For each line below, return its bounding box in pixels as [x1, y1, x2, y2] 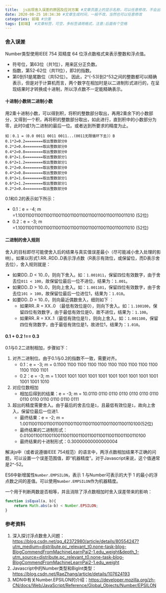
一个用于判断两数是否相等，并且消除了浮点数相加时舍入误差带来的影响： [5, 489, 152, 495]
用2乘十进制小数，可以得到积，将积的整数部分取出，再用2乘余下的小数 [5, 110, 149, 116]
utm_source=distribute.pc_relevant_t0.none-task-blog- [12, 554, 124, 560]
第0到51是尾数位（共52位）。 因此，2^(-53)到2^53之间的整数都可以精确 [12, 73, 157, 79]
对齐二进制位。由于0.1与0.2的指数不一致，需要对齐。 [12, 355, 120, 361]
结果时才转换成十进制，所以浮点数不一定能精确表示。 [16, 86, 125, 92]
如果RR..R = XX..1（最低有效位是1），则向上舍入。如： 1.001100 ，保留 [19, 315, 159, 321]
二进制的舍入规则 [5, 237, 40, 243]
